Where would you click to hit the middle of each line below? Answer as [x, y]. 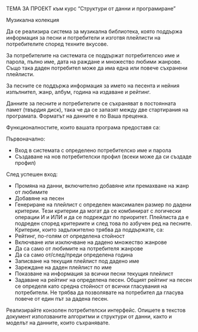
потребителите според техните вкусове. [57, 44]
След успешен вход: [32, 174]
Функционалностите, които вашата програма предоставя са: [83, 127]
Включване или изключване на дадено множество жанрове [91, 242]
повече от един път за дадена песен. [61, 299]
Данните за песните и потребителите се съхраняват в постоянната [91, 103]
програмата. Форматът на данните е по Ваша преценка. [77, 116]
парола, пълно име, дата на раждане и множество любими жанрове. [94, 62]
